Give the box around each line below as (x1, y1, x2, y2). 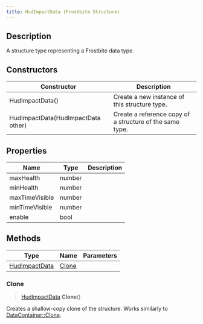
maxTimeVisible (9, 194, 54, 202)
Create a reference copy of (113, 110, 190, 118)
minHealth (9, 183, 39, 192)
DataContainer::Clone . (6, 311, 62, 319)
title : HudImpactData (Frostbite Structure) (6, 8, 120, 15)
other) (9, 121, 27, 130)
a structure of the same (113, 118, 180, 126)
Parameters (83, 251, 118, 259)
